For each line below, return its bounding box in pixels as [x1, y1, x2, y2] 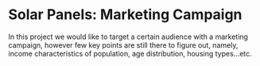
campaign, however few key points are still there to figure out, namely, [8, 40, 239, 49]
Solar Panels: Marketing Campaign [8, 6, 243, 24]
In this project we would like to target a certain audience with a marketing [8, 32, 249, 41]
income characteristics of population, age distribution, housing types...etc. [8, 49, 252, 58]
